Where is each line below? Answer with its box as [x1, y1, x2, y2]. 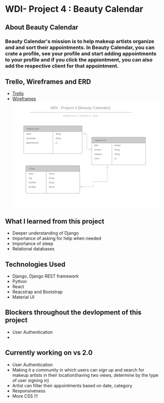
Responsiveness [12, 388, 46, 394]
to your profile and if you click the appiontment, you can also [5, 56, 153, 63]
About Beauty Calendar [5, 23, 79, 31]
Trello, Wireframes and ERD [5, 77, 91, 86]
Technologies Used [5, 260, 65, 269]
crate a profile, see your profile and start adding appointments [5, 50, 157, 57]
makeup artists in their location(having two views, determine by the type [12, 372, 159, 378]
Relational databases [12, 246, 55, 252]
